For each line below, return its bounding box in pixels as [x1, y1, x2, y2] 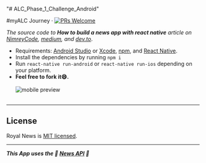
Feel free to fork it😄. [15, 73, 69, 80]
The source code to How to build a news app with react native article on [6, 29, 192, 36]
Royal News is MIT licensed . [6, 132, 78, 139]
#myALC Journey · [6, 17, 53, 24]
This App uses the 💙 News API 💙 [6, 150, 90, 157]
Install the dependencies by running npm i [15, 54, 121, 60]
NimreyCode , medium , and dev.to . [6, 35, 93, 42]
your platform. [15, 67, 51, 74]
